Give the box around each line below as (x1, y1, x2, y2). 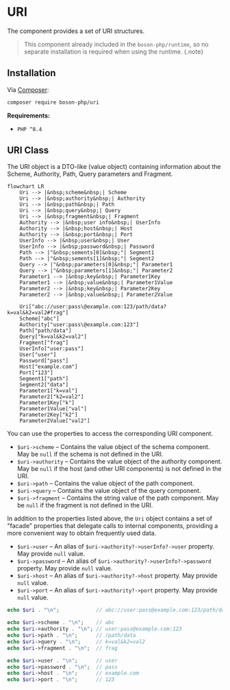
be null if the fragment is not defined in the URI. (16, 501, 153, 509)
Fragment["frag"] (19, 339, 69, 347)
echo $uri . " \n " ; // (7, 607, 103, 614)
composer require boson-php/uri (7, 99, 99, 106)
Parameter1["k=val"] (19, 387, 78, 395)
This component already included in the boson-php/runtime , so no (23, 40, 209, 48)
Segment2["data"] (19, 382, 69, 389)
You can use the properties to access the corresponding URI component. (7, 430, 214, 438)
